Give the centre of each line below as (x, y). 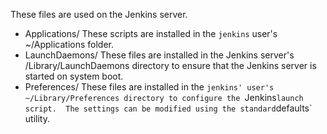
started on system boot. (74, 76)
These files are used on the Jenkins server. (99, 14)
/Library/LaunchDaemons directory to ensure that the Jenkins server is (170, 65)
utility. (37, 118)
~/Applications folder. (69, 44)
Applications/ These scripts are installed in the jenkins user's (151, 33)
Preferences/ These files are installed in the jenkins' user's (149, 87)
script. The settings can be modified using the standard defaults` (168, 108)
